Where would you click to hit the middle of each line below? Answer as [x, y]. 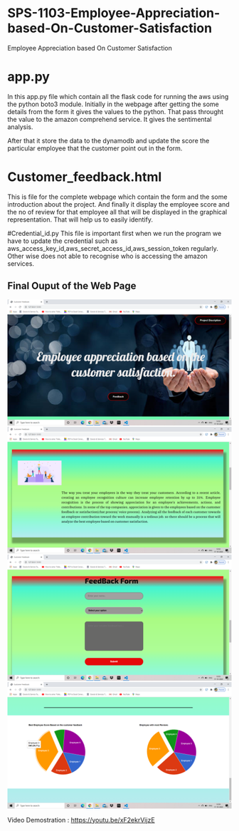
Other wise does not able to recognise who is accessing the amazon [107, 256]
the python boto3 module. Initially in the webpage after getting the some [113, 104]
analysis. [20, 127]
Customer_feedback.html [85, 177]
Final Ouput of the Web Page [72, 286]
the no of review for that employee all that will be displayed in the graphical [117, 212]
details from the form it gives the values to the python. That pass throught [116, 111]
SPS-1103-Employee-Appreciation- [114, 13]
